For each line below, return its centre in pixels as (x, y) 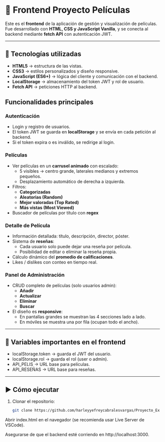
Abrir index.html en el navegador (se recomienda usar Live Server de (75, 419)
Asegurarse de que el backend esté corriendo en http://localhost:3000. (77, 434)
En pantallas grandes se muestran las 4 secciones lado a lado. (82, 317)
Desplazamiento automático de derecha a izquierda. (72, 182)
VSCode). (15, 425)
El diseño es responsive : (37, 312)
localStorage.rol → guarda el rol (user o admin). (60, 359)
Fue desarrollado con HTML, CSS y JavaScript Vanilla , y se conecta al (77, 28)
